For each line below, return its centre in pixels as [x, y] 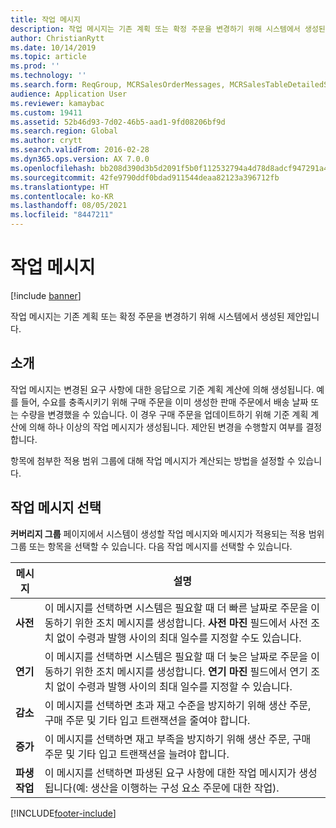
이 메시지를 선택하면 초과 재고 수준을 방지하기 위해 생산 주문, [178, 705]
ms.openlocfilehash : [53, 168]
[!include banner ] [46, 295]
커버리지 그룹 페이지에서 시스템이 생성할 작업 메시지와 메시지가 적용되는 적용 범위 [167, 533]
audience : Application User [69, 94]
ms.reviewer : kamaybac [57, 103]
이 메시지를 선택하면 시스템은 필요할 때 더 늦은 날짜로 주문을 [176, 656]
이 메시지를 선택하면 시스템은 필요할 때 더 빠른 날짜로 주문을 [176, 608]
